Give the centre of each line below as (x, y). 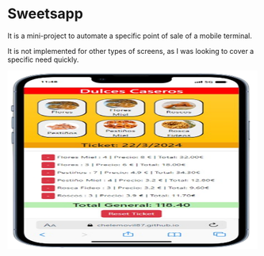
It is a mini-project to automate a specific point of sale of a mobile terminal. (130, 36)
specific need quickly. (43, 59)
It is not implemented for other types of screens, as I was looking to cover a (131, 51)
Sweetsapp (46, 14)
